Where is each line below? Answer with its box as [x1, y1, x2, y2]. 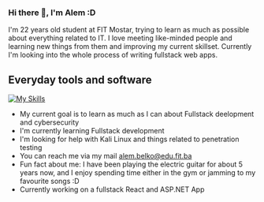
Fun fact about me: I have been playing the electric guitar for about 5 [19, 159, 243, 169]
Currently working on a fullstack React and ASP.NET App [19, 185, 205, 194]
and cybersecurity [19, 118, 80, 127]
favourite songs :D [19, 177, 80, 186]
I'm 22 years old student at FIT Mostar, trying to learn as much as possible [8, 25, 250, 35]
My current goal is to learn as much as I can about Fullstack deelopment [19, 110, 255, 119]
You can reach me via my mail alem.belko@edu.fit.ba [19, 151, 192, 161]
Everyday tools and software [8, 73, 152, 86]
